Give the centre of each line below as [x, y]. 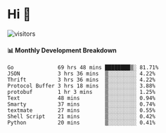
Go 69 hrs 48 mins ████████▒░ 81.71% [83, 68]
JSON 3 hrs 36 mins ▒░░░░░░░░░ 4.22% [82, 74]
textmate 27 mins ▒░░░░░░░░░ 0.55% [82, 111]
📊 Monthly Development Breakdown [62, 50]
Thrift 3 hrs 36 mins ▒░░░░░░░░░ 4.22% [82, 80]
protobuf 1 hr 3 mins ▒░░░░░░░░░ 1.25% [82, 92]
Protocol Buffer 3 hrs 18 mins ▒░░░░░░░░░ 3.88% [82, 86]
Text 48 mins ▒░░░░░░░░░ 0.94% [82, 98]
